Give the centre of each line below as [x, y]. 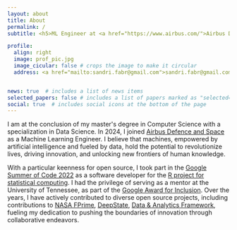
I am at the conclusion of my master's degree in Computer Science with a [114, 124]
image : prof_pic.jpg [44, 59]
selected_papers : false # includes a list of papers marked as [102, 98]
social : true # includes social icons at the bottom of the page [107, 104]
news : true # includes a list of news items [75, 91]
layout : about [28, 14]
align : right [33, 53]
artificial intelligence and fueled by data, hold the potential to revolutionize [115, 147]
